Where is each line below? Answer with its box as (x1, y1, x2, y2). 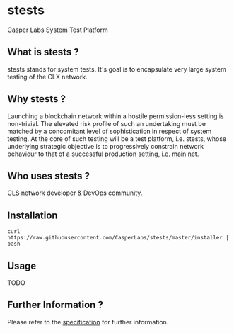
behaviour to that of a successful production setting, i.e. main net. (7, 149, 199, 158)
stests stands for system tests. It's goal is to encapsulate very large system (7, 64, 226, 73)
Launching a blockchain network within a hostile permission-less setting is (7, 112, 224, 120)
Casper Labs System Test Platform (7, 26, 108, 34)
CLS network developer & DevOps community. (7, 188, 143, 197)
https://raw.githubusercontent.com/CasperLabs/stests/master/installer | (7, 235, 230, 242)
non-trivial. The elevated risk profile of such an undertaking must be (7, 119, 206, 128)
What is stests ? (7, 46, 79, 58)
